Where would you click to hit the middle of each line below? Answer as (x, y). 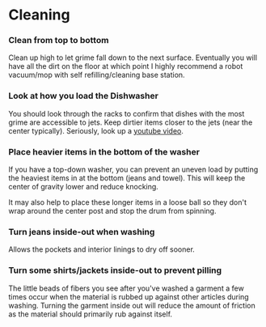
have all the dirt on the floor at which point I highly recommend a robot (126, 66)
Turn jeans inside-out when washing (82, 232)
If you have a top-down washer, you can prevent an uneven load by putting (133, 170)
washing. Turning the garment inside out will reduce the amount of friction (132, 305)
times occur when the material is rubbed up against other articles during (129, 296)
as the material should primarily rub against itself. (90, 314)
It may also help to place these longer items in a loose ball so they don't (127, 202)
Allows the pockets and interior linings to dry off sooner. (102, 249)
